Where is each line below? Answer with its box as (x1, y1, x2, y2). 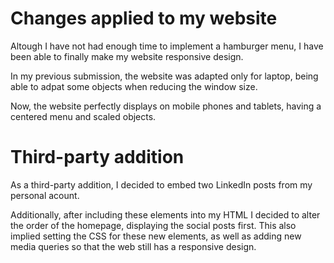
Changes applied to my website (10, 7, 278, 30)
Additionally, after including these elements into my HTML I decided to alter (10, 208, 321, 221)
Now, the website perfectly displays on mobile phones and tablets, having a (10, 100, 322, 112)
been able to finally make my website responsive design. (10, 50, 244, 62)
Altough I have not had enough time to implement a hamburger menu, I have (10, 40, 324, 52)
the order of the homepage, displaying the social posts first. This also (10, 219, 297, 231)
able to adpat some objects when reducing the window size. (10, 80, 258, 92)
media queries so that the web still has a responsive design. (10, 240, 257, 252)
